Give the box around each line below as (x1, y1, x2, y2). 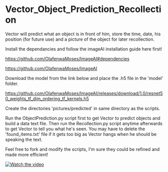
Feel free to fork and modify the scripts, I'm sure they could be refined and (5, 146, 160, 152)
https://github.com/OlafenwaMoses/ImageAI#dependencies (5, 55, 130, 61)
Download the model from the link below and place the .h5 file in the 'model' (5, 75, 163, 81)
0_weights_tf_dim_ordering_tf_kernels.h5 (5, 96, 89, 102)
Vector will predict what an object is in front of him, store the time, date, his (5, 31, 161, 37)
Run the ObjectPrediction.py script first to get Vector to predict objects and (5, 115, 160, 121)
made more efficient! (5, 151, 49, 157)
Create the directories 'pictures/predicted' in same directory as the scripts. (5, 105, 160, 111)
